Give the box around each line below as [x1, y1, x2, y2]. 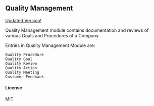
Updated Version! [5, 17, 42, 23]
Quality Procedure [5, 52, 44, 57]
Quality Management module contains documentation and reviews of [5, 27, 149, 33]
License [5, 85, 23, 91]
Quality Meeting [5, 70, 39, 75]
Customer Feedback [5, 74, 44, 79]
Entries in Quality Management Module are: [5, 42, 95, 48]
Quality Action [5, 65, 37, 70]
